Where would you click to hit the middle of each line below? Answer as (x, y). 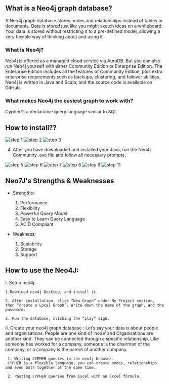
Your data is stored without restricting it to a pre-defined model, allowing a (83, 31)
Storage (28, 249)
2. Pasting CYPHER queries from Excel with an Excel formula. (74, 376)
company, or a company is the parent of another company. (67, 349)
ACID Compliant (37, 224)
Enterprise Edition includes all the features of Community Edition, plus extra (84, 72)
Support (29, 254)
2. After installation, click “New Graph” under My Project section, (80, 301)
